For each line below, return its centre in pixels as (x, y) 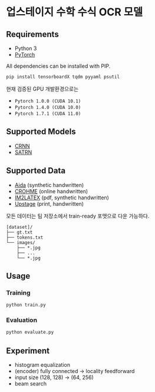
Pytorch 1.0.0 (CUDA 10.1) (48, 101)
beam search (31, 384)
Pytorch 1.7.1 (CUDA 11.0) (48, 113)
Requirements (32, 34)
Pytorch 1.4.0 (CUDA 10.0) (48, 107)
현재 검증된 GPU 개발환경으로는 (42, 88)
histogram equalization (42, 365)
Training (18, 292)
